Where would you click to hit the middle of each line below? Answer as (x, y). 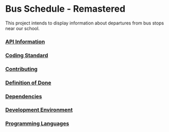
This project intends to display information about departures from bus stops (85, 23)
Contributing (21, 69)
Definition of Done (28, 83)
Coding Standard (27, 55)
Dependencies (24, 96)
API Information (25, 41)
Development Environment (39, 110)
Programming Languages (37, 124)
